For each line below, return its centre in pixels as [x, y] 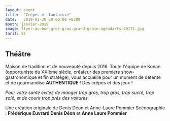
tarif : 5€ [16, 34]
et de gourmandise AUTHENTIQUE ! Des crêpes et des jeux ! [69, 82]
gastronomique [21, 77]
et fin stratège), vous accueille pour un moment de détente [99, 77]
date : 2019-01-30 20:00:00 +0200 [43, 19]
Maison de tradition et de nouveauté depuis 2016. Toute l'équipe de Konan [83, 66]
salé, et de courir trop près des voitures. [47, 98]
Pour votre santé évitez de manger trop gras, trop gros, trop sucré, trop [80, 93]
